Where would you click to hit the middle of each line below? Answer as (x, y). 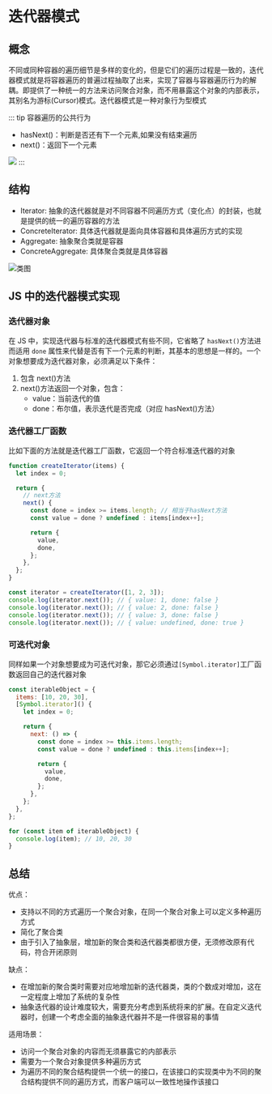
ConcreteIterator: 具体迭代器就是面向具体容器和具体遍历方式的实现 (131, 231)
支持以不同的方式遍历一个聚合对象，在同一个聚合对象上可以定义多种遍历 (140, 912)
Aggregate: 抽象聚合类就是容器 (72, 241)
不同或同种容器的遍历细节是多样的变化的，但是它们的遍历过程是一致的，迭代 (136, 70)
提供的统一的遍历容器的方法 (73, 220)
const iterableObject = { (52, 689)
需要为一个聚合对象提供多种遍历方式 (81, 1062)
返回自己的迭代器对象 (51, 674)
